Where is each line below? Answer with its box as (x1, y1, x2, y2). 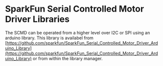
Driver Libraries (5, 14, 70, 25)
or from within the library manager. (32, 55, 103, 61)
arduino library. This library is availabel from (5, 35, 94, 41)
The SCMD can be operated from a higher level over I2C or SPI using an (5, 30, 150, 35)
